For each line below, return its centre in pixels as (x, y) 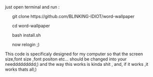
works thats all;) (21, 69)
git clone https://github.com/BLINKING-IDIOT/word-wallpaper (73, 16)
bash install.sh (26, 35)
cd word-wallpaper (31, 26)
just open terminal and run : (32, 7)
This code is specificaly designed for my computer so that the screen (74, 54)
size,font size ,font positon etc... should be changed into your (66, 59)
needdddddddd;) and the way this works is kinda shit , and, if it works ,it (77, 64)
